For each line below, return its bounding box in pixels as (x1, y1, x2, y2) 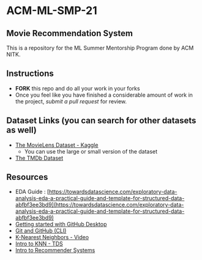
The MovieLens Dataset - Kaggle (15, 141, 99, 149)
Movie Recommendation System (6, 28, 133, 39)
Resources (6, 172, 48, 182)
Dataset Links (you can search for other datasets (6, 116, 196, 126)
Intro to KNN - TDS (15, 240, 63, 248)
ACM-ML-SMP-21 (6, 4, 97, 18)
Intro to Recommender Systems (15, 247, 95, 254)
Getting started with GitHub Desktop (15, 221, 107, 228)
